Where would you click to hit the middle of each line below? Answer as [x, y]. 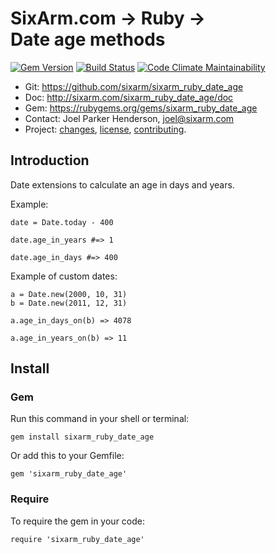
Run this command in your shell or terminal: [100, 419]
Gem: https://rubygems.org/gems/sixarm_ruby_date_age [141, 108]
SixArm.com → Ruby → [108, 18]
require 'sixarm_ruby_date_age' [77, 539]
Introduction [50, 160]
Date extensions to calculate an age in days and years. [122, 184]
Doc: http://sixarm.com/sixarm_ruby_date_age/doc [129, 97]
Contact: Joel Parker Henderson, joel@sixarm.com [129, 118]
